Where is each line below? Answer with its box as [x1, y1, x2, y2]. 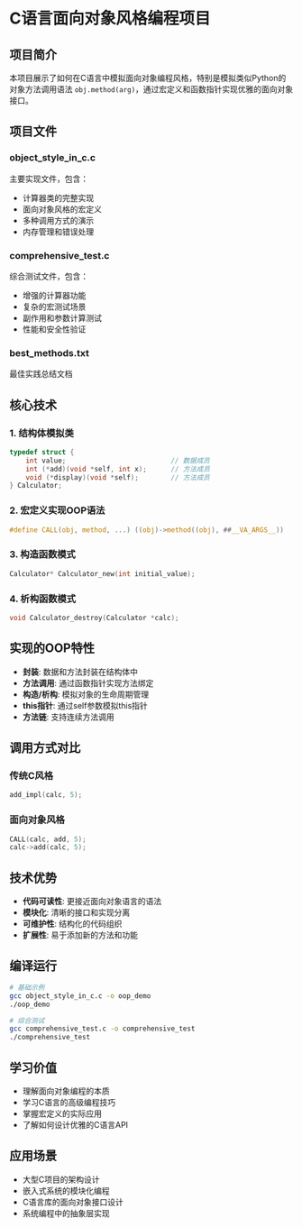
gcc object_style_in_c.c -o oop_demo [9, 991, 151, 1001]
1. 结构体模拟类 [9, 426, 75, 439]
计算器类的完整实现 [22, 192, 95, 203]
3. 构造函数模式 [9, 548, 77, 561]
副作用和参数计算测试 [22, 312, 102, 323]
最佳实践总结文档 [9, 369, 73, 380]
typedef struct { [9, 447, 75, 456]
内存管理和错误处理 [22, 226, 95, 237]
